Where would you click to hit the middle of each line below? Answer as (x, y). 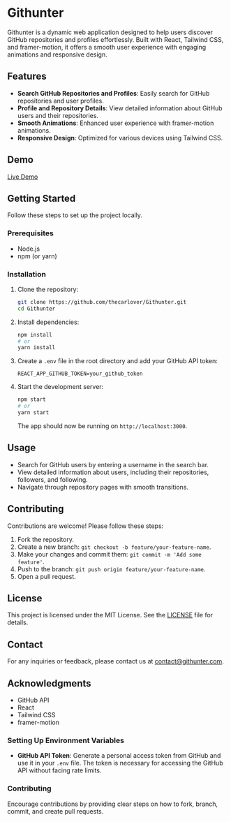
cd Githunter (36, 309)
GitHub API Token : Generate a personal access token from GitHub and (119, 756)
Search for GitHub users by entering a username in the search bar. (113, 464)
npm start (32, 399)
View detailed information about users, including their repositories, (113, 472)
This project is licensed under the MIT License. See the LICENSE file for (110, 615)
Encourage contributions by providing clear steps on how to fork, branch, (113, 804)
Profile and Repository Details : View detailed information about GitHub (120, 108)
